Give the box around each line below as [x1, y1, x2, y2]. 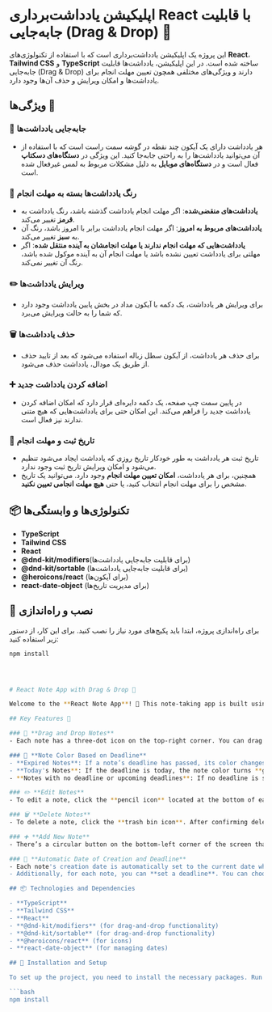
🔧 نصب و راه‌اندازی [9, 604, 94, 618]
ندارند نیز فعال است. [20, 414, 83, 424]
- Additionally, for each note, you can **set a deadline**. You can [9, 870, 249, 879]
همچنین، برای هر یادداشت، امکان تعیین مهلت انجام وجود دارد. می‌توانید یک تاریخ [20, 471, 257, 481]
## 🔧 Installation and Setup [9, 959, 107, 968]
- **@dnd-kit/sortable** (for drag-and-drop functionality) [9, 929, 216, 938]
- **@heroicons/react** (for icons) [9, 937, 132, 945]
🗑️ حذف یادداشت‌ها [9, 329, 76, 341]
